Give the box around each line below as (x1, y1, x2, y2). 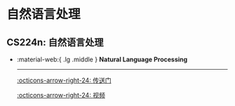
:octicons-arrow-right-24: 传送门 (16, 76, 112, 84)
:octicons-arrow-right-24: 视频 (16, 91, 106, 99)
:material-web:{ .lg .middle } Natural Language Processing (16, 55, 188, 63)
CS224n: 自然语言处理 (6, 36, 104, 48)
